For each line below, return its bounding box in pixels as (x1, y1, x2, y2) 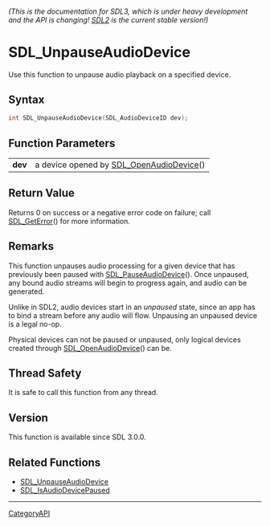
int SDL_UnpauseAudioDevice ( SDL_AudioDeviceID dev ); (8, 114, 189, 122)
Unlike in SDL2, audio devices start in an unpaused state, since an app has (8, 302, 256, 312)
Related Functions (8, 455, 101, 469)
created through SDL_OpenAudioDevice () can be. (8, 343, 173, 353)
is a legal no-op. (8, 319, 62, 328)
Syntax (8, 92, 45, 106)
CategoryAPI (8, 508, 51, 518)
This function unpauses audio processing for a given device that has (8, 261, 235, 271)
